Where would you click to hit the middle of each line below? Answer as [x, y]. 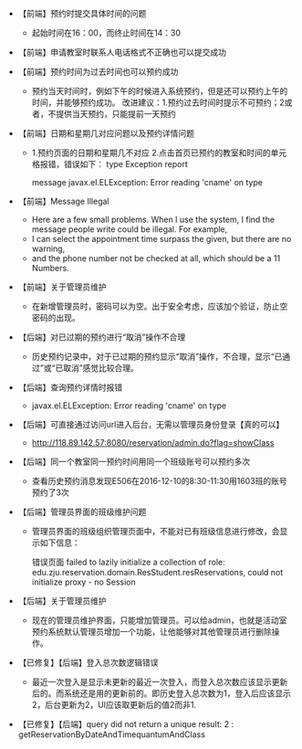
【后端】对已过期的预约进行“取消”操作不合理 [102, 337]
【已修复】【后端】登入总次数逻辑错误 [88, 662]
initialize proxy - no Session [83, 582]
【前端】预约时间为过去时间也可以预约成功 [98, 72]
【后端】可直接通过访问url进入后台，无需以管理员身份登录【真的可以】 [151, 424]
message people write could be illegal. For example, [130, 229]
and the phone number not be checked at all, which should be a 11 [156, 258]
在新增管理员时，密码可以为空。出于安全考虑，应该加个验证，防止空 [160, 306]
